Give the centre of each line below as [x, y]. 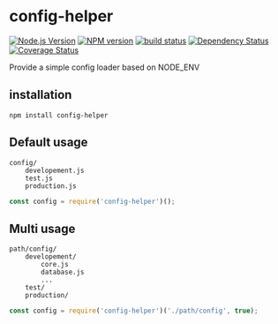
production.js [51, 186]
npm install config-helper [59, 115]
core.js [55, 265]
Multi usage [42, 228]
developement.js [55, 170]
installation [41, 95]
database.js [63, 272]
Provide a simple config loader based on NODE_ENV [105, 67]
